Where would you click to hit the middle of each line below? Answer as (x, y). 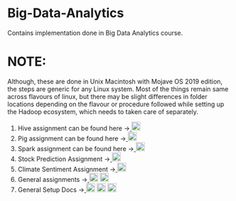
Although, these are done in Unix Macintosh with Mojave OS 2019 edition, (115, 81)
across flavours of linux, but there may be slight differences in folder (107, 96)
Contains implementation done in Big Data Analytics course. (95, 33)
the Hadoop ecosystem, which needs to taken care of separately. (103, 111)
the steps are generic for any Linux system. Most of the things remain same (118, 89)
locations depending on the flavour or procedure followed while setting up (116, 104)
